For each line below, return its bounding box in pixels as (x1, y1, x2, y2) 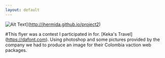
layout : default (5, 7, 40, 13)
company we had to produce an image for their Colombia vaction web (5, 41, 151, 48)
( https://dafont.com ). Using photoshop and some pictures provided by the (5, 36, 160, 42)
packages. (5, 47, 27, 53)
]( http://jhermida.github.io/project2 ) (26, 21, 101, 27)
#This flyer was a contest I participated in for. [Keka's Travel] (5, 31, 133, 37)
